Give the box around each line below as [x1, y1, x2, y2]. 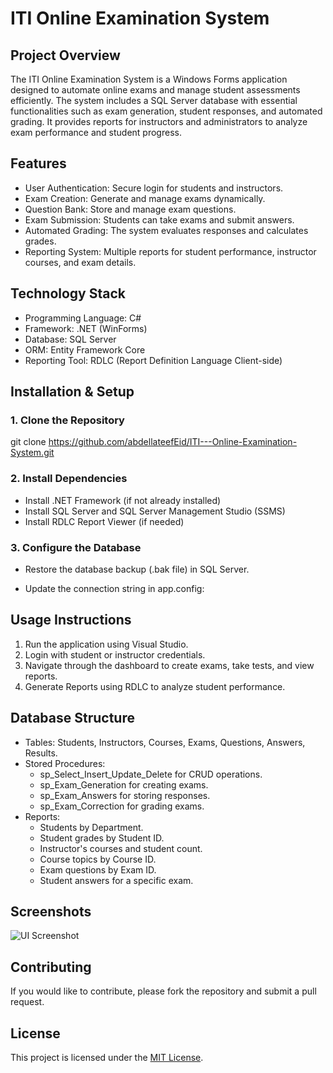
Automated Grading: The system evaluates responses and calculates [24, 224, 309, 236]
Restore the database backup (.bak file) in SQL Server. [24, 563, 250, 575]
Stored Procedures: [24, 757, 106, 769]
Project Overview [10, 47, 121, 64]
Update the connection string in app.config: [24, 582, 205, 594]
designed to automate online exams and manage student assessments [10, 84, 301, 96]
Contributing [10, 958, 92, 976]
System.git [10, 447, 55, 459]
